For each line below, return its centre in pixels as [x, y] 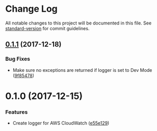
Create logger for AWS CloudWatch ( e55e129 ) [61, 123]
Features [17, 112]
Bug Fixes [18, 59]
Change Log [31, 9]
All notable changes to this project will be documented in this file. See [78, 23]
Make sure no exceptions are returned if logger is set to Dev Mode [82, 70]
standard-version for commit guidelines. [47, 28]
